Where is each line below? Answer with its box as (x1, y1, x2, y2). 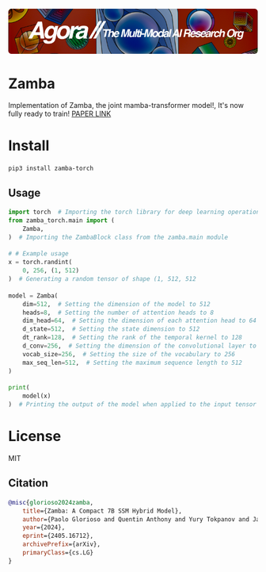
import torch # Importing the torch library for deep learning (8, 208, 225, 217)
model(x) (22, 392, 51, 401)
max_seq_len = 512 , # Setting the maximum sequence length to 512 (22, 359, 243, 367)
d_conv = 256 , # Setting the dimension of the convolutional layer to (22, 342, 257, 350)
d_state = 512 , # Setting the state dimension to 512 (22, 325, 200, 333)
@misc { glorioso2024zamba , (8, 498, 93, 506)
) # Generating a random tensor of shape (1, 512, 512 (8, 275, 196, 283)
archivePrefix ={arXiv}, (22, 540, 101, 548)
